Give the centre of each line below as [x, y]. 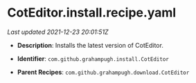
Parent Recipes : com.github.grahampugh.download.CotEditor [103, 72]
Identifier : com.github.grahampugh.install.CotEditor [93, 58]
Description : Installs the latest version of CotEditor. [90, 45]
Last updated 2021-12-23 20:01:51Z [58, 32]
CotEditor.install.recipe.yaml [92, 13]
